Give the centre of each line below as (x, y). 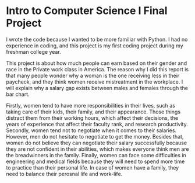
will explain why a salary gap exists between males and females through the (97, 88)
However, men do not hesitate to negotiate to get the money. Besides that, (95, 136)
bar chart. (18, 94)
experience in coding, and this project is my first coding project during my (95, 46)
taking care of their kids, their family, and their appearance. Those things (93, 112)
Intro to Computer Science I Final (87, 11)
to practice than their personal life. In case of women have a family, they (93, 167)
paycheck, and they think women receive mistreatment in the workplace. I (95, 82)
